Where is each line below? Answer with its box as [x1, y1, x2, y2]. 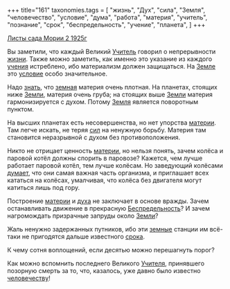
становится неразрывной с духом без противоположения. [7, 133, 181, 141]
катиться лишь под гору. [7, 184, 80, 191]
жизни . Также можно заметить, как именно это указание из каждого [7, 55, 213, 63]
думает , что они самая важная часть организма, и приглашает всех [7, 169, 209, 177]
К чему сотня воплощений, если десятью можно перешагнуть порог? [7, 246, 215, 254]
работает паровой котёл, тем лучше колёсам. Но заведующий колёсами [7, 161, 223, 169]
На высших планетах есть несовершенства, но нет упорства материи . [7, 119, 217, 127]
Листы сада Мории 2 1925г [7, 34, 87, 42]
